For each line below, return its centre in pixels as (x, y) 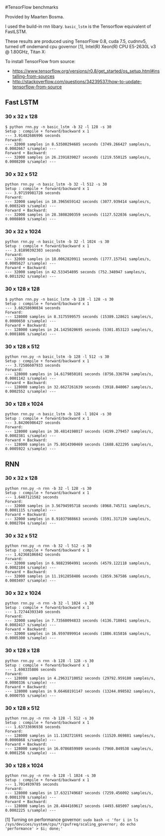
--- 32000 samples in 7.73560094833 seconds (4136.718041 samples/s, (78, 621)
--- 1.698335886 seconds (31, 669)
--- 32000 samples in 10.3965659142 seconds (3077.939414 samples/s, (78, 201)
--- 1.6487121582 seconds (32, 497)
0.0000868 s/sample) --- (31, 740)
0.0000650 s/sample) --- (31, 321)
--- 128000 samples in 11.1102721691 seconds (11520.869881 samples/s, (80, 736)
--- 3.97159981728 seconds (33, 193)
